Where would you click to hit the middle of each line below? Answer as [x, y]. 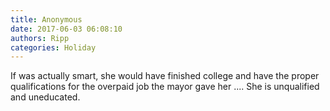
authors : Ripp [40, 38]
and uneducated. [45, 97]
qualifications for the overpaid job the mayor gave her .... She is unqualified [165, 87]
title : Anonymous [46, 19]
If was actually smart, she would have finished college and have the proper [165, 76]
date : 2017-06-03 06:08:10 [66, 29]
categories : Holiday [53, 47]
